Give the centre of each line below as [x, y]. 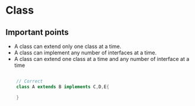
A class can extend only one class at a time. [68, 46]
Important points [37, 32]
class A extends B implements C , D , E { [63, 86]
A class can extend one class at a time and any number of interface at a [102, 59]
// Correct [30, 81]
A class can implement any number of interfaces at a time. [85, 53]
